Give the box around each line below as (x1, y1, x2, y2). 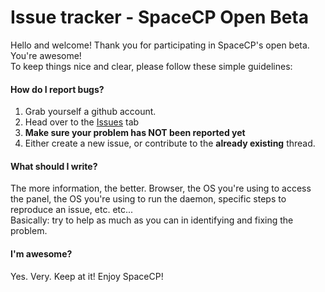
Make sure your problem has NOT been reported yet (24, 127, 246, 139)
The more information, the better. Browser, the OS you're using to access (10, 182, 312, 195)
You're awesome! (10, 49, 82, 61)
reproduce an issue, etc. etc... (10, 204, 134, 216)
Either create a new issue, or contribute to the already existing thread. (24, 137, 316, 150)
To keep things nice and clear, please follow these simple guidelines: (10, 60, 293, 72)
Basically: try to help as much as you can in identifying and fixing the (10, 214, 294, 226)
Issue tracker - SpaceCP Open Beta (10, 6, 309, 29)
